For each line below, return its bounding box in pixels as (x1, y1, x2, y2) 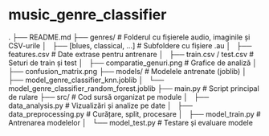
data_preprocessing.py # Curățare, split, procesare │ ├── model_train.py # (8, 109, 261, 118)
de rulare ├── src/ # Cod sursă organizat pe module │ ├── (8, 92, 210, 101)
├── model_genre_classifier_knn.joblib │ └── (8, 75, 165, 84)
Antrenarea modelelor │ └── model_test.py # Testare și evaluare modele (8, 117, 253, 127)
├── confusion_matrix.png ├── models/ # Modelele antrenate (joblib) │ (8, 66, 247, 76)
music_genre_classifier (8, 6, 167, 24)
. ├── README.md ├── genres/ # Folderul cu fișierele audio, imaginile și (8, 32, 251, 42)
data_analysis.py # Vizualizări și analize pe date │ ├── (8, 101, 193, 110)
